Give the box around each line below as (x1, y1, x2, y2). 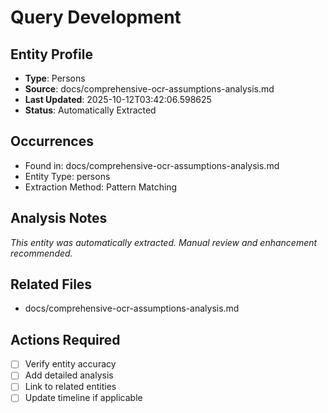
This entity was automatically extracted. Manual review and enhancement (10, 236, 318, 248)
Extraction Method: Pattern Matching (24, 181, 178, 193)
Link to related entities (24, 381, 117, 393)
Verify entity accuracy (24, 358, 117, 370)
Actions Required (10, 331, 121, 348)
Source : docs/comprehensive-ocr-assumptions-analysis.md (24, 83, 275, 95)
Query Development (10, 6, 182, 29)
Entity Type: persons (24, 170, 111, 182)
